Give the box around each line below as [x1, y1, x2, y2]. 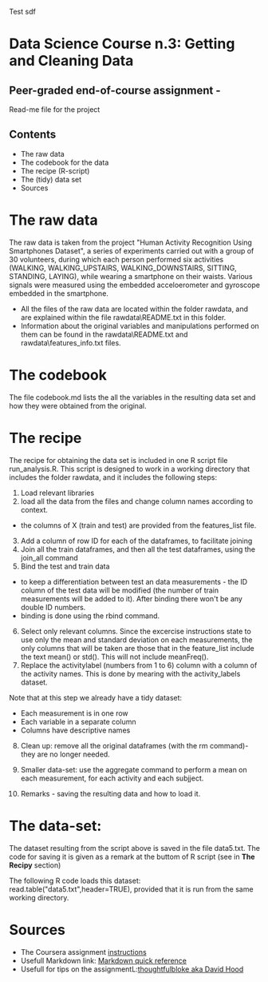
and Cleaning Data [9, 52, 134, 70]
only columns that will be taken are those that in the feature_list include [20, 643, 254, 653]
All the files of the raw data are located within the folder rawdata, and [20, 304, 249, 313]
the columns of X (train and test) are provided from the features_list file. [20, 520, 257, 530]
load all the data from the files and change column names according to [20, 496, 254, 506]
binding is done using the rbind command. [20, 611, 160, 621]
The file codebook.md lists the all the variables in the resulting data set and [9, 392, 256, 402]
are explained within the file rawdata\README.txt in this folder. [20, 312, 227, 322]
